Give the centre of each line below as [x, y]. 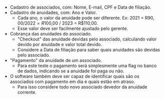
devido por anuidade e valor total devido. [60, 44]
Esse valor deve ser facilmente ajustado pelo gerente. [73, 28]
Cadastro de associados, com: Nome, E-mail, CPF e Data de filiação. [80, 7]
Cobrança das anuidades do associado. [51, 34]
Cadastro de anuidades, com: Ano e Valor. [53, 12]
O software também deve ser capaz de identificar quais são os [74, 76]
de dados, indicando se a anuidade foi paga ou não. [71, 71]
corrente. [27, 92]
